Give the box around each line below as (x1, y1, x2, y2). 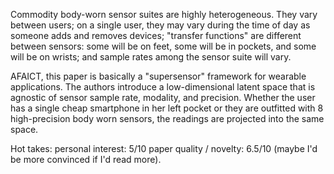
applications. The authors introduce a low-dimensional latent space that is (10, 81, 316, 93)
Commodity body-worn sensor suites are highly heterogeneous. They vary (10, 9, 318, 20)
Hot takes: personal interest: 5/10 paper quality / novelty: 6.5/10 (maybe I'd (10, 143, 318, 154)
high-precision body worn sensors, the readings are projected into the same (10, 113, 325, 124)
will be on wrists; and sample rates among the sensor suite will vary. (10, 51, 292, 63)
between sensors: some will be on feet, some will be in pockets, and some (10, 40, 317, 52)
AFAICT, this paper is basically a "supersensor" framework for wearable (10, 70, 307, 82)
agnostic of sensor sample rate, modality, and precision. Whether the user (10, 92, 316, 103)
